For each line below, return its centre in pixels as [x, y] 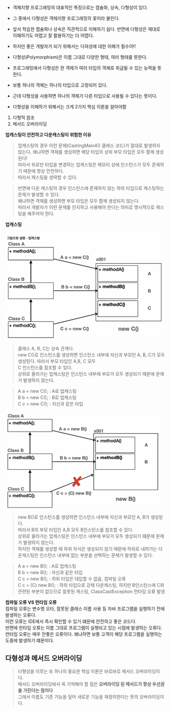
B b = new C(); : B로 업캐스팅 [47, 397]
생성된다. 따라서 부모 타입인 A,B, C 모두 [57, 361]
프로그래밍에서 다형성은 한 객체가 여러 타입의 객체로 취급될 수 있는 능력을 [84, 68]
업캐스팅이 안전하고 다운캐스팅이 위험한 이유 [48, 135]
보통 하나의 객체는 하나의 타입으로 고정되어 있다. [60, 85]
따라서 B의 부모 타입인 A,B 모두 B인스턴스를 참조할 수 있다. [75, 530]
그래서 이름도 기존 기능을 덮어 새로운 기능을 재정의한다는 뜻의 [78, 697]
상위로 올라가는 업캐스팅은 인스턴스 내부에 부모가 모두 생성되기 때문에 [86, 374]
